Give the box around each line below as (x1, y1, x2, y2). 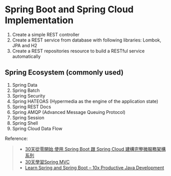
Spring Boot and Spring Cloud (5, 4, 134, 15)
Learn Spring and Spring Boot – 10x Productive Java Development (25, 164, 164, 170)
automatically (12, 53, 41, 60)
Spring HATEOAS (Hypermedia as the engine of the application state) (12, 98, 159, 104)
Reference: (5, 135, 28, 142)
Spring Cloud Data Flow (12, 125, 62, 131)
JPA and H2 (12, 42, 37, 48)
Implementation (5, 14, 74, 26)
